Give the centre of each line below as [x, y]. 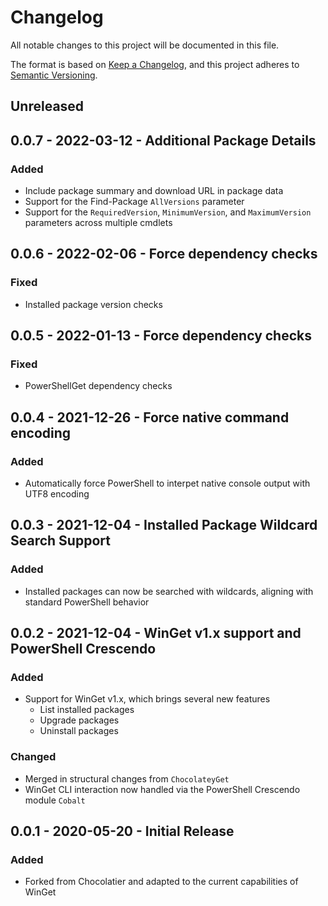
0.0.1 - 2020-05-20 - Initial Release [122, 831]
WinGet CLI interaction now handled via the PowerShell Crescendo [162, 789]
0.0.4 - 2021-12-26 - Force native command [150, 417]
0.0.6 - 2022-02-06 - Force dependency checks [164, 254]
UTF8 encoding [57, 494]
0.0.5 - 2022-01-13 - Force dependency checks [161, 336]
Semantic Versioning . [54, 75]
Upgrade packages [79, 720]
